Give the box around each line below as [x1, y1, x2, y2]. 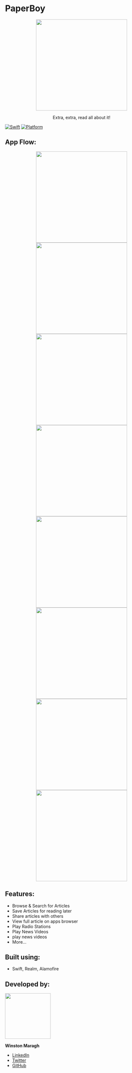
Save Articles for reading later [12, 908, 72, 914]
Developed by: [5, 980, 50, 988]
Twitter [12, 1057, 27, 1063]
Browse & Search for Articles [12, 903, 70, 909]
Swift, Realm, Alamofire [12, 966, 59, 972]
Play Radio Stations [12, 923, 51, 929]
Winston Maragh [5, 1043, 40, 1049]
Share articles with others [12, 913, 64, 919]
